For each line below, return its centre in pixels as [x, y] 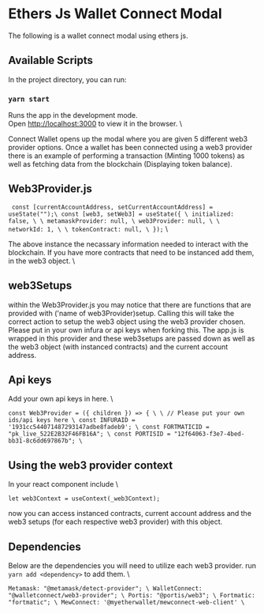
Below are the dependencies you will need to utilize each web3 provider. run [132, 566]
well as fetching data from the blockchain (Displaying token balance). [120, 164]
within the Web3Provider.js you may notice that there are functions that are [130, 304]
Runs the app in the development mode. [73, 115]
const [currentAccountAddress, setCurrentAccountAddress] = [112, 207]
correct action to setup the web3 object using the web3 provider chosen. [127, 322]
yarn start [29, 99]
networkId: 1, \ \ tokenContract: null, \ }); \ [88, 228]
